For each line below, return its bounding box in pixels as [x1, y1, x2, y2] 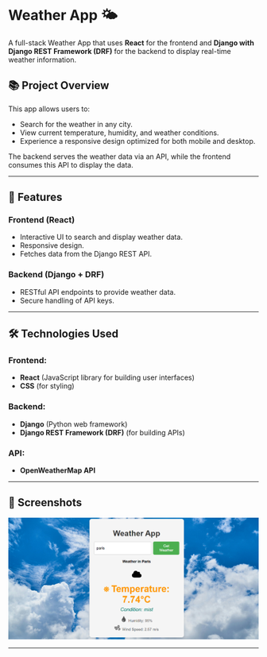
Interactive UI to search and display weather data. [19, 232, 183, 242]
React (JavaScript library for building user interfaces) [19, 373, 195, 382]
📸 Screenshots [8, 496, 83, 509]
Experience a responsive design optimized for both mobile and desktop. [19, 136, 256, 145]
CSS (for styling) [19, 381, 75, 391]
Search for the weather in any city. [19, 119, 133, 129]
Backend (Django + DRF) [8, 269, 105, 280]
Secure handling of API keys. [19, 296, 115, 305]
